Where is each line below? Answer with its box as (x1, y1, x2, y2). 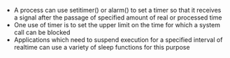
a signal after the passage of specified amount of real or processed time (13, 13, 222, 22)
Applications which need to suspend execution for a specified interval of (13, 36, 223, 44)
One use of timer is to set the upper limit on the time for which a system (13, 21, 220, 29)
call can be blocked (13, 28, 71, 36)
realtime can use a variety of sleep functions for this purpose (13, 43, 190, 51)
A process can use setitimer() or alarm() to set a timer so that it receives (13, 6, 222, 14)
